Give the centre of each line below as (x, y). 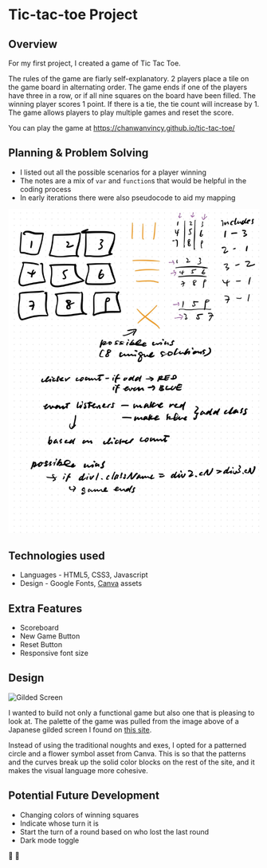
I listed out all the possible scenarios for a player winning (113, 172)
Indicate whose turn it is (59, 823)
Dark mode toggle (49, 840)
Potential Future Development (84, 796)
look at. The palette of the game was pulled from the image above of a (124, 721)
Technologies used (57, 556)
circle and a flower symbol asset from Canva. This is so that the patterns (127, 753)
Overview (33, 44)
